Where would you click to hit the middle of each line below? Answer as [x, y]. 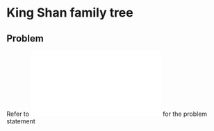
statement [21, 121]
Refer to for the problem [107, 114]
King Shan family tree [70, 13]
